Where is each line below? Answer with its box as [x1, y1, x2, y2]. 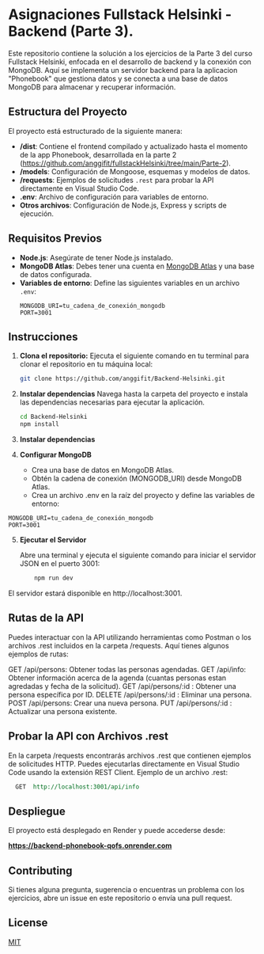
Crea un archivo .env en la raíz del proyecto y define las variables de [31, 491, 255, 500]
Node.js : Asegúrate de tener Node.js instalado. [19, 253, 174, 262]
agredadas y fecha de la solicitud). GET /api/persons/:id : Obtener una [8, 681, 237, 690]
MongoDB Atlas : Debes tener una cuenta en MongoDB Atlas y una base [19, 261, 255, 271]
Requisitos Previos [8, 232, 103, 245]
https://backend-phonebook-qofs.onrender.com [8, 841, 172, 850]
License [8, 916, 48, 929]
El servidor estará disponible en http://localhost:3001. [8, 588, 183, 598]
